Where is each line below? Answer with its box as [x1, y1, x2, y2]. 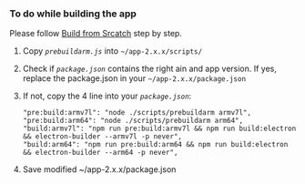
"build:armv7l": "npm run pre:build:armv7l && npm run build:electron [22, 124, 297, 134]
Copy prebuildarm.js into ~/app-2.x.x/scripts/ [22, 46, 203, 56]
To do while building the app [9, 7, 137, 20]
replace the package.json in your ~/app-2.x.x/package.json [22, 73, 247, 84]
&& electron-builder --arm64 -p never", [22, 148, 178, 158]
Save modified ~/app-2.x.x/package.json [22, 164, 177, 175]
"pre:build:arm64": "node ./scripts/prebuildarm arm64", [22, 117, 244, 126]
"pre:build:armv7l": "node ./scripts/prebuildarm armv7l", [22, 108, 252, 118]
